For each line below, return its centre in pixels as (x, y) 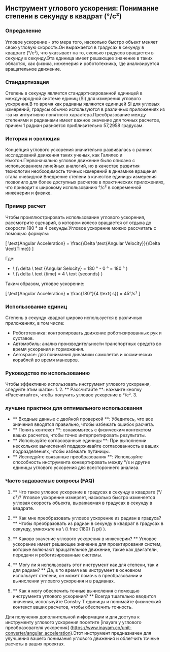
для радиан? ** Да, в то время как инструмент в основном (77, 570)
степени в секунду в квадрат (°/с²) (63, 17)
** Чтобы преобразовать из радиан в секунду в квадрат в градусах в (88, 523)
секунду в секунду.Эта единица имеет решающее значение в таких (79, 58)
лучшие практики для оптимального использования (74, 408)
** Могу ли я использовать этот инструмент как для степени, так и (86, 565)
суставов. (23, 338)
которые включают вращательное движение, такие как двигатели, (85, 549)
